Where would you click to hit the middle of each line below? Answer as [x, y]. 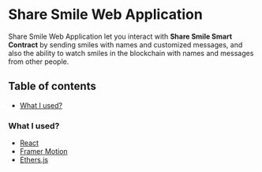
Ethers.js [34, 160]
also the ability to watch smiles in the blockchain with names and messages [131, 53]
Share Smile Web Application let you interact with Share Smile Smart [120, 36]
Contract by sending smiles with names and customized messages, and [125, 44]
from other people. [39, 62]
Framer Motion [44, 151]
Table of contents [52, 86]
